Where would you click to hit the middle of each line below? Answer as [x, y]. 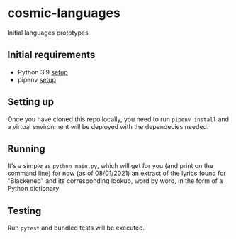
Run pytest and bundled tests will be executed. [76, 228]
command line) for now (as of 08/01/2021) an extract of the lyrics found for [117, 173]
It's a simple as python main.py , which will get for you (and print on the [111, 166]
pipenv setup [37, 79]
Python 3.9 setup [43, 72]
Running [27, 149]
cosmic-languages [64, 13]
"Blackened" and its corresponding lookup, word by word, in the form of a [115, 181]
